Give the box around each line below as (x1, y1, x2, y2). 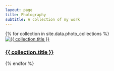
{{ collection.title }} (5, 49, 54, 56)
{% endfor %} (5, 60, 34, 66)
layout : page (5, 7, 33, 13)
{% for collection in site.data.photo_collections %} (5, 31, 109, 37)
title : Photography (5, 12, 46, 17)
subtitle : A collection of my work (5, 17, 80, 22)
